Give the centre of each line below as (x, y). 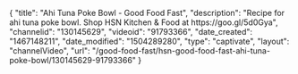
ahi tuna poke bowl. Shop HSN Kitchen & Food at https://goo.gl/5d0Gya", (144, 22)
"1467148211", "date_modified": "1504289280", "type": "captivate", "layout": (149, 41)
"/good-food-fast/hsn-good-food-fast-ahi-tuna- (182, 51)
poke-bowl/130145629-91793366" (73, 60)
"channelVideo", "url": (50, 51)
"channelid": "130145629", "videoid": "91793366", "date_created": (131, 32)
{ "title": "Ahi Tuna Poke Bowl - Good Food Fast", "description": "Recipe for (147, 13)
